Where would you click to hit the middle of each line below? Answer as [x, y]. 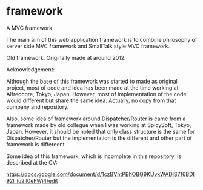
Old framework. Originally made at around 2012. [66, 57]
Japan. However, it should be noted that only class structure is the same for [101, 131]
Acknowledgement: [31, 69]
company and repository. [38, 106]
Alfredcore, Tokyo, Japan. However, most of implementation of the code [96, 94]
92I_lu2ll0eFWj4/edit [32, 180]
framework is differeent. [36, 144]
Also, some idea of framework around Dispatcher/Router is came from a [96, 119]
